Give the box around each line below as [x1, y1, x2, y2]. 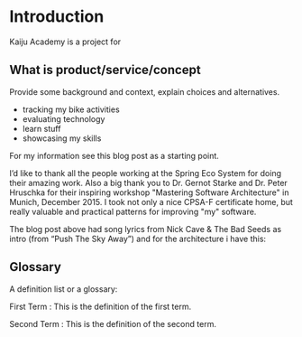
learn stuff [22, 123, 61, 134]
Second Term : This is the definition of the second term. [9, 318, 216, 329]
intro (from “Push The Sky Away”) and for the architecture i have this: [9, 233, 267, 244]
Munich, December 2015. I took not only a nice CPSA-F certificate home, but [9, 196, 293, 207]
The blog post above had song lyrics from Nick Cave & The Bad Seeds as [9, 223, 282, 234]
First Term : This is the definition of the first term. [9, 301, 192, 312]
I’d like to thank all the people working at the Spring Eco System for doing [9, 167, 282, 178]
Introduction [9, 6, 105, 27]
